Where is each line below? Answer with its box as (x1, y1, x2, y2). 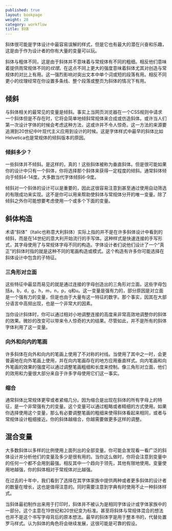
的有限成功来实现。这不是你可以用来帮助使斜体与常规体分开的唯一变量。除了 (5, 191, 167, 198)
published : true (5, 7, 40, 13)
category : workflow (5, 22, 47, 27)
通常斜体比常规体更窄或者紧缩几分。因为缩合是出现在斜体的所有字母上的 (5, 397, 158, 403)
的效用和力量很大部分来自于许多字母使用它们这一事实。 (5, 370, 122, 376)
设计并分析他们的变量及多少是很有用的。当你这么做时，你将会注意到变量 (9, 454, 162, 460)
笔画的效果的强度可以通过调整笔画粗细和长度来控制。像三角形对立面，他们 (9, 364, 167, 370)
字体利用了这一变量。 (5, 324, 50, 330)
